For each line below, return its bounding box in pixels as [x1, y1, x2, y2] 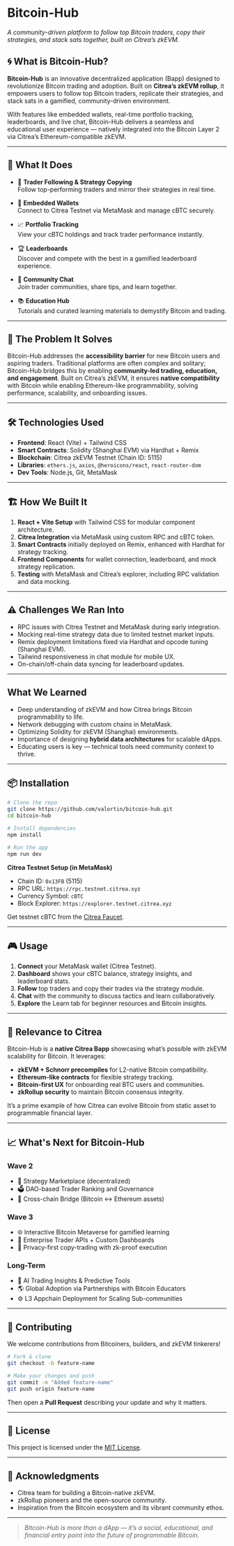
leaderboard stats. [17, 977, 70, 986]
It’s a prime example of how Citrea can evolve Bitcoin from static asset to [7, 1102, 217, 1110]
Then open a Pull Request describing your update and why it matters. [7, 1398, 208, 1406]
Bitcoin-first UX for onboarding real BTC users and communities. [17, 1081, 205, 1089]
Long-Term [7, 1261, 46, 1271]
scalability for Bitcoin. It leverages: [7, 1052, 107, 1060]
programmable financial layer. [7, 1109, 93, 1117]
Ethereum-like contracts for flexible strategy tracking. [17, 1073, 174, 1081]
